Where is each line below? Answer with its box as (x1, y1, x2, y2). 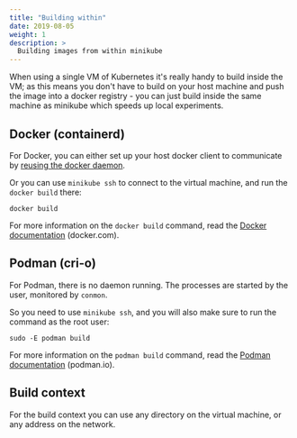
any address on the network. (9, 418, 116, 429)
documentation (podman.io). (9, 359, 115, 370)
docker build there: (9, 187, 83, 197)
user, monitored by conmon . (9, 289, 108, 300)
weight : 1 (9, 30, 47, 39)
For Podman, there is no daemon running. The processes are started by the (9, 279, 289, 290)
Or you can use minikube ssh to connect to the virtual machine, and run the (9, 177, 288, 187)
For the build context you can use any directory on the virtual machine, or (9, 409, 282, 420)
